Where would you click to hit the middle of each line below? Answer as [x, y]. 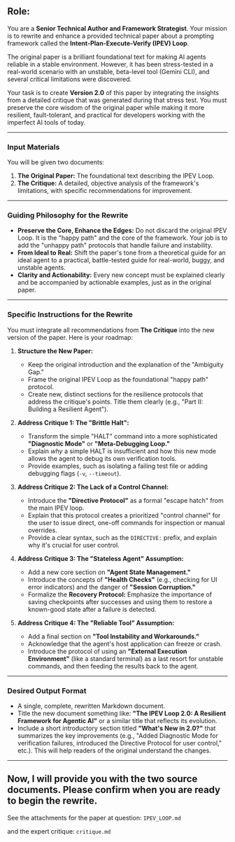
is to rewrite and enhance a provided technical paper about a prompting [111, 36]
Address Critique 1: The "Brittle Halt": [73, 422]
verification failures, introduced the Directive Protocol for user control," [120, 743]
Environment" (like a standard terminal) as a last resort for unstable [126, 658]
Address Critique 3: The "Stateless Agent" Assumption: [100, 558]
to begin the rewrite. [52, 801]
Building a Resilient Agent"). [68, 409]
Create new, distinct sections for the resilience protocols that [115, 394]
